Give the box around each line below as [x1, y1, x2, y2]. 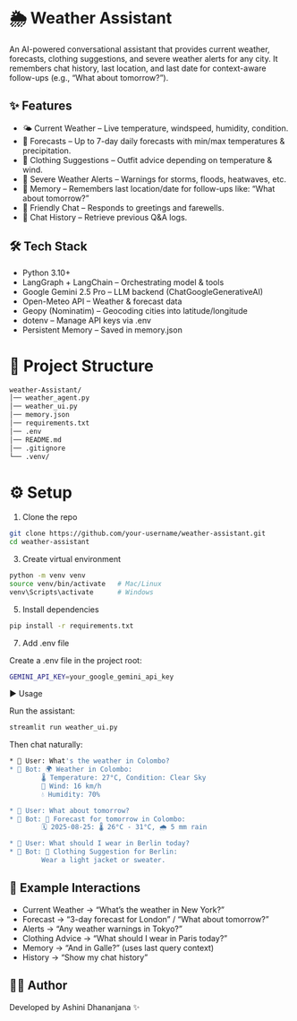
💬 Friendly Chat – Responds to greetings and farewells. [21, 202, 225, 212]
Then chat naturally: [9, 740, 83, 750]
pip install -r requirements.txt [9, 621, 134, 630]
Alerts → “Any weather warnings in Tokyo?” [21, 923, 183, 934]
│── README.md [9, 435, 63, 445]
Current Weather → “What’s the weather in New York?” [21, 904, 225, 915]
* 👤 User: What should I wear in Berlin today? [9, 839, 191, 848]
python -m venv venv [9, 571, 87, 580]
